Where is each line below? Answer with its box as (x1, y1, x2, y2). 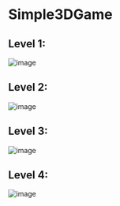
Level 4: (8, 168, 49, 182)
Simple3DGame (8, 6, 113, 24)
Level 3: (8, 125, 48, 138)
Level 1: (8, 37, 46, 51)
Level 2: (8, 81, 48, 94)
